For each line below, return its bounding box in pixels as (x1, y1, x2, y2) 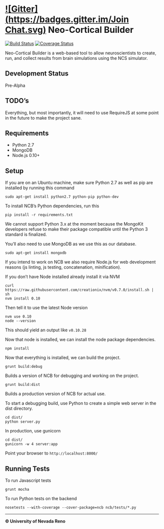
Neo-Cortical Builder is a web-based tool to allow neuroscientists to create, (5, 50, 157, 56)
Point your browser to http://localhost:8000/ (5, 450, 98, 456)
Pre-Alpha (5, 82, 25, 88)
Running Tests (5, 464, 50, 473)
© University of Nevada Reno (5, 518, 66, 524)
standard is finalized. (5, 231, 47, 237)
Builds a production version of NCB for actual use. (5, 391, 106, 397)
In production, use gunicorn (5, 428, 61, 434)
